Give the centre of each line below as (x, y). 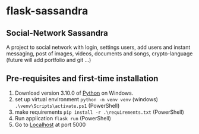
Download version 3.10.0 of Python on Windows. (74, 93)
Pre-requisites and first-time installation (82, 79)
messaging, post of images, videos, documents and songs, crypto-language (99, 54)
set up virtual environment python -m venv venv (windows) (86, 99)
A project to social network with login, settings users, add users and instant (98, 47)
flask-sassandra (47, 11)
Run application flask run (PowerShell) (63, 118)
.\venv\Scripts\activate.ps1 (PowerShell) (67, 105)
